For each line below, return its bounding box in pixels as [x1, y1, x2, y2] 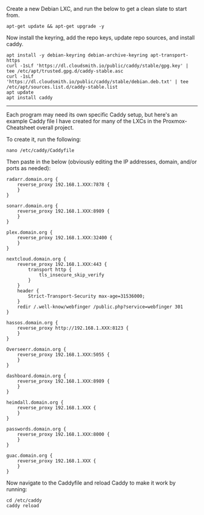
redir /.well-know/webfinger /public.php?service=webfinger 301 [17, 304, 183, 310]
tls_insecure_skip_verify [38, 272, 104, 278]
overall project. [36, 124, 74, 131]
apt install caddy [6, 95, 53, 101]
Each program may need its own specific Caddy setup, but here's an [6, 111, 178, 118]
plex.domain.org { [6, 230, 53, 236]
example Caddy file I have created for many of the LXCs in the [6, 118, 162, 124]
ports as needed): [6, 165, 51, 172]
